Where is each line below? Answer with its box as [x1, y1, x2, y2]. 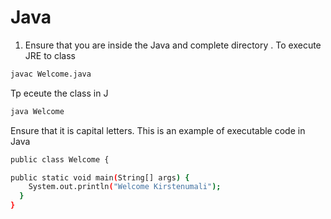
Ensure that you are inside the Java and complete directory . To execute [24, 39, 322, 51]
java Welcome [10, 106, 65, 116]
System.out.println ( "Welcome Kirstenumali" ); [28, 182, 222, 192]
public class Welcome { [10, 154, 110, 165]
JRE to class [24, 49, 76, 61]
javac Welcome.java [10, 69, 92, 79]
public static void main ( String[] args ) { [10, 172, 190, 183]
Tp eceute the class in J [10, 87, 109, 99]
